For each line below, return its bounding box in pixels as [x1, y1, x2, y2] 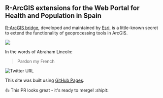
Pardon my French [17, 58, 55, 64]
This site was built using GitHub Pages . [5, 77, 85, 83]
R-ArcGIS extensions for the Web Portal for [5, 4, 140, 12]
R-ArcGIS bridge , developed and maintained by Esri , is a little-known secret [5, 25, 159, 31]
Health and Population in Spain [5, 12, 102, 20]
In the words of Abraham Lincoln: [5, 49, 73, 55]
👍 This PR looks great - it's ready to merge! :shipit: [5, 87, 109, 93]
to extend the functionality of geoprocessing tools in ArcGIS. [5, 30, 128, 36]
